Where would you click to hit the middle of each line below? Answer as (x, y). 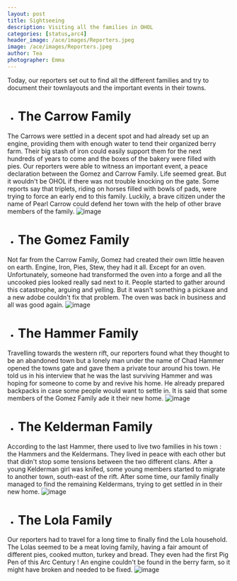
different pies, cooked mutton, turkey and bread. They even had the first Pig (118, 555)
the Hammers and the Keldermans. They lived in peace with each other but (117, 453)
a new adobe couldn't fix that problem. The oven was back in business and (117, 297)
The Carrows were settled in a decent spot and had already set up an (108, 136)
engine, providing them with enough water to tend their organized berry (112, 143)
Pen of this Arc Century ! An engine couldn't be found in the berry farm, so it (119, 562)
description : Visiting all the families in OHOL (80, 27)
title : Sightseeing (36, 21)
